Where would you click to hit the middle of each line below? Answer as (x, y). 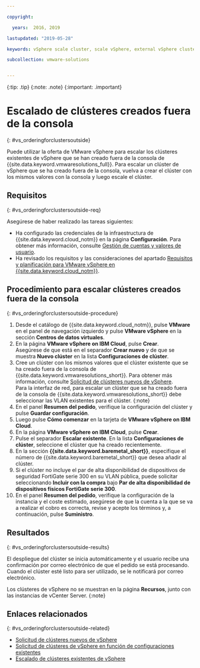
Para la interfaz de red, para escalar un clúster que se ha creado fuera (101, 387)
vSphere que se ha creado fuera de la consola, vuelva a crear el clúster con (99, 171)
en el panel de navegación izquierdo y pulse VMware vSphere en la (98, 331)
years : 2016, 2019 (36, 27)
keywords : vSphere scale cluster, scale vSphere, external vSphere (92, 49)
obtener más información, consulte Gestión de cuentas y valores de (98, 245)
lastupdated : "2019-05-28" (40, 38)
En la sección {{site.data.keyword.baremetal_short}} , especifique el (101, 451)
